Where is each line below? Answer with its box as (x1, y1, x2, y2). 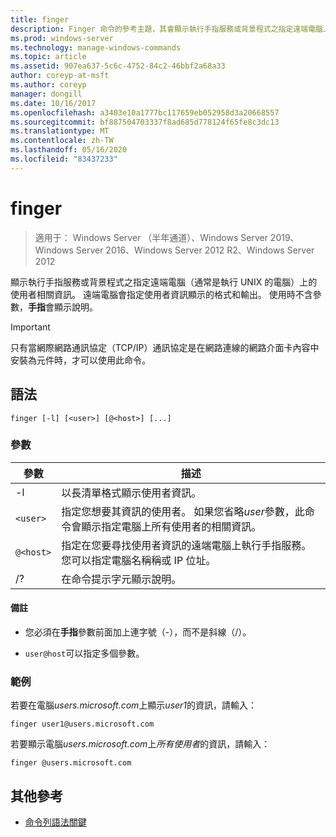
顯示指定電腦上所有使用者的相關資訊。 (81, 519, 262, 533)
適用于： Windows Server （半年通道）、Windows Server (34, 231, 268, 243)
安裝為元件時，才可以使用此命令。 (10, 354, 151, 366)
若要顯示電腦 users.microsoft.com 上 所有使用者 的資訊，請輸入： (10, 738, 271, 750)
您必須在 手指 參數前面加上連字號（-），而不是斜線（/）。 (24, 626, 252, 638)
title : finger (10, 14, 70, 25)
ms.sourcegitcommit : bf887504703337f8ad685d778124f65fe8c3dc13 (10, 117, 280, 127)
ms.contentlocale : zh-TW (10, 136, 114, 146)
